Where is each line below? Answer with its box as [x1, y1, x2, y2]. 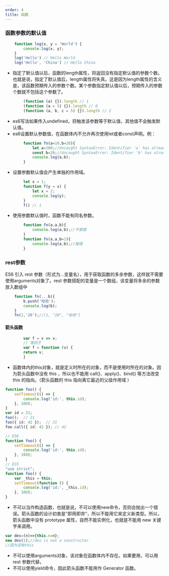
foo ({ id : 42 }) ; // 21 [5, 420, 57, 425]
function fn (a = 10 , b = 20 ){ [23, 141, 75, 146]
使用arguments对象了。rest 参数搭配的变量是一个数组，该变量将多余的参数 [5, 277, 160, 283]
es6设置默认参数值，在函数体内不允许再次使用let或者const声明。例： [12, 131, 156, 137]
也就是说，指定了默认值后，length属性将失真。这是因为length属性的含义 [12, 76, 162, 82]
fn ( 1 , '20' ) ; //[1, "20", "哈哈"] [14, 313, 80, 318]
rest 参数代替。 [12, 558, 44, 565]
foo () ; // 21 [5, 415, 35, 420]
